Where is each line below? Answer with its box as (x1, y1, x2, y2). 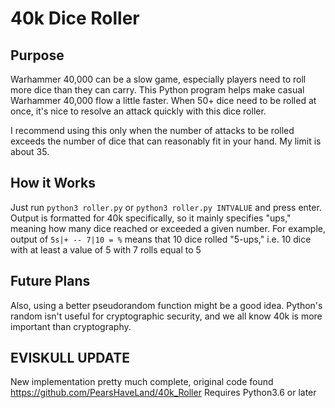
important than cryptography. (10, 320, 132, 332)
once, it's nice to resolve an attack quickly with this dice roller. (10, 105, 267, 117)
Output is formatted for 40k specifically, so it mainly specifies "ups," (10, 212, 292, 224)
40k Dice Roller (10, 7, 140, 30)
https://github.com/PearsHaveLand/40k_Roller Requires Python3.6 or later (10, 387, 317, 399)
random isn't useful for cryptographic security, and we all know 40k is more (10, 310, 323, 322)
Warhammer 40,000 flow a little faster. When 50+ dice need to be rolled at (10, 95, 317, 106)
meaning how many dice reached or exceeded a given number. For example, (10, 222, 326, 234)
